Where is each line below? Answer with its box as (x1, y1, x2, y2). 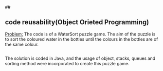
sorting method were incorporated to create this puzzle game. (5, 61, 130, 67)
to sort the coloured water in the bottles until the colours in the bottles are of (5, 36, 158, 42)
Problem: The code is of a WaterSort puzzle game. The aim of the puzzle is (5, 31, 156, 37)
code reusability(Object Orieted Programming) (5, 18, 149, 26)
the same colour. (5, 41, 39, 47)
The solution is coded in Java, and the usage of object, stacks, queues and (5, 55, 156, 61)
